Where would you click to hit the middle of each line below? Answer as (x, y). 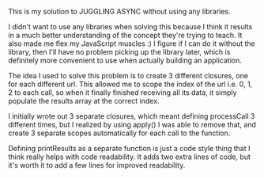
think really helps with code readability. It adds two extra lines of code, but (130, 157)
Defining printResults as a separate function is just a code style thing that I (129, 148)
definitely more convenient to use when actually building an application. (125, 60)
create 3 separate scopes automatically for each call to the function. (119, 133)
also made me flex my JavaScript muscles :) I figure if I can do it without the (132, 44)
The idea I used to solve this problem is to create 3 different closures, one (128, 76)
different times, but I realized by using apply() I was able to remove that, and (132, 125)
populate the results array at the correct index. (84, 101)
